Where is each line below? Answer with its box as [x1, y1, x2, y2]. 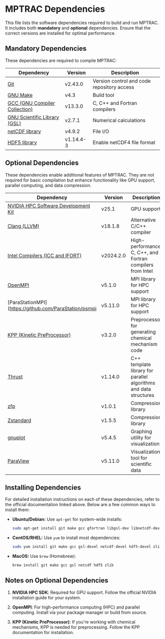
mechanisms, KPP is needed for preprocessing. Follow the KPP [12, 624, 140, 630]
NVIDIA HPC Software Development [7, 202, 90, 209]
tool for [131, 454, 147, 461]
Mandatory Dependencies [5, 44, 87, 53]
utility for [131, 434, 151, 441]
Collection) [7, 106, 33, 113]
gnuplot [7, 434, 26, 441]
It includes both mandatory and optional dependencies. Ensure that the [5, 25, 151, 30]
